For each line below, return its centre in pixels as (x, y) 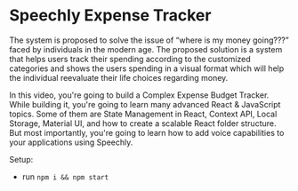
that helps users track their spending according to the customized (130, 59)
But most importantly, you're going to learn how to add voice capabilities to (147, 132)
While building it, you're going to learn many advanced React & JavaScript (145, 104)
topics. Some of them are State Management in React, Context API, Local (143, 114)
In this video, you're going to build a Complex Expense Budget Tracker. (139, 95)
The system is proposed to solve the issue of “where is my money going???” (149, 40)
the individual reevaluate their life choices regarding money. (119, 77)
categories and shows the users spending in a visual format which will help (147, 68)
